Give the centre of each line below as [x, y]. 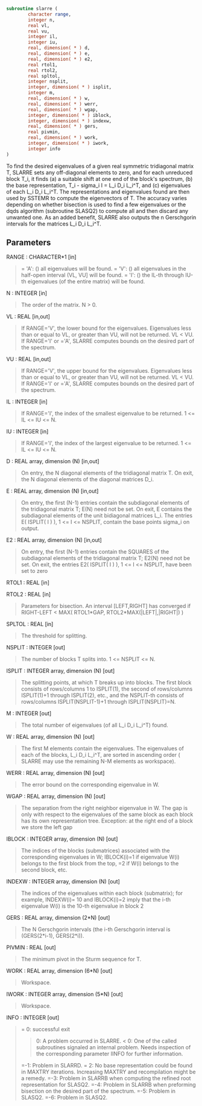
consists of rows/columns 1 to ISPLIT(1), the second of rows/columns [107, 689]
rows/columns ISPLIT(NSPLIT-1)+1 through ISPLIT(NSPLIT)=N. [98, 702]
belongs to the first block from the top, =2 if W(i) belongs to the [100, 864]
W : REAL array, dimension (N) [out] [51, 737]
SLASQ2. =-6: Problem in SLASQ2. [64, 1098]
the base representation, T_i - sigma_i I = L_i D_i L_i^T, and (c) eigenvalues [99, 185]
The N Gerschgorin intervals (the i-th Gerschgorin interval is [96, 929]
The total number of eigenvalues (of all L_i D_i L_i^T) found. [95, 725]
